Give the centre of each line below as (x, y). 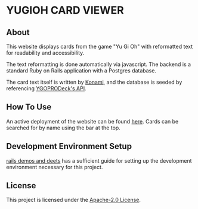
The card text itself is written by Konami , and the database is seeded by (94, 82)
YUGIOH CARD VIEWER (65, 10)
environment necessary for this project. (55, 167)
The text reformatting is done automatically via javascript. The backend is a (99, 64)
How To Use (29, 107)
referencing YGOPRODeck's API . (46, 88)
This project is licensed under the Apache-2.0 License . (74, 200)
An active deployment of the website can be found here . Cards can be (92, 121)
